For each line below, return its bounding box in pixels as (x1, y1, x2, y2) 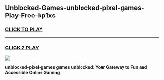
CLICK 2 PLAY (5, 44, 39, 51)
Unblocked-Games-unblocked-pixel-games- (5, 4, 145, 12)
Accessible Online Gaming (5, 69, 60, 75)
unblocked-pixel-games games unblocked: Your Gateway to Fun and (5, 64, 147, 70)
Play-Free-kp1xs (5, 12, 56, 20)
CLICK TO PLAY (5, 26, 43, 33)
